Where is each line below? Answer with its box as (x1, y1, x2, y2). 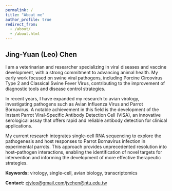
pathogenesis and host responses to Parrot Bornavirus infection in (5, 138, 145, 144)
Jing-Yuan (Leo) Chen (5, 50, 77, 59)
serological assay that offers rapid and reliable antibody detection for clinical (5, 117, 167, 123)
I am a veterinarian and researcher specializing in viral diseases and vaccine (5, 63, 167, 70)
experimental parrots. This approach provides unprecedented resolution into (5, 143, 167, 150)
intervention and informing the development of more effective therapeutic (5, 154, 161, 160)
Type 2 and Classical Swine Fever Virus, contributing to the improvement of (5, 80, 165, 86)
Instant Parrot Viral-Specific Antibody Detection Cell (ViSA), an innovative (5, 112, 161, 118)
